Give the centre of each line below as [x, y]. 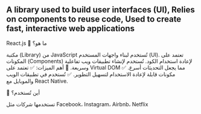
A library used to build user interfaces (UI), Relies [101, 10]
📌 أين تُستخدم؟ [23, 92]
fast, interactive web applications [70, 28]
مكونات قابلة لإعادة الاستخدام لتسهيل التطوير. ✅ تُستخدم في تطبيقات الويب [91, 74]
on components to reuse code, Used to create [94, 19]
